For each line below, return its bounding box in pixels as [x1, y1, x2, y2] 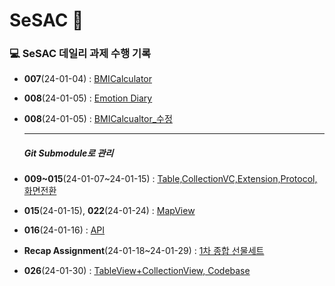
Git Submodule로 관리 [23, 147, 114, 159]
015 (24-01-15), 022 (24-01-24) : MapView [23, 205, 196, 217]
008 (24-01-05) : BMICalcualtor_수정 [23, 113, 173, 125]
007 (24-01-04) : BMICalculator [23, 73, 152, 85]
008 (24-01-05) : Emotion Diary [23, 92, 153, 104]
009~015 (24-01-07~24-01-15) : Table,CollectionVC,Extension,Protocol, [23, 173, 318, 185]
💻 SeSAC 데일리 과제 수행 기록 [9, 47, 152, 61]
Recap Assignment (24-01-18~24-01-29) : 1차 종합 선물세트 [23, 245, 265, 257]
